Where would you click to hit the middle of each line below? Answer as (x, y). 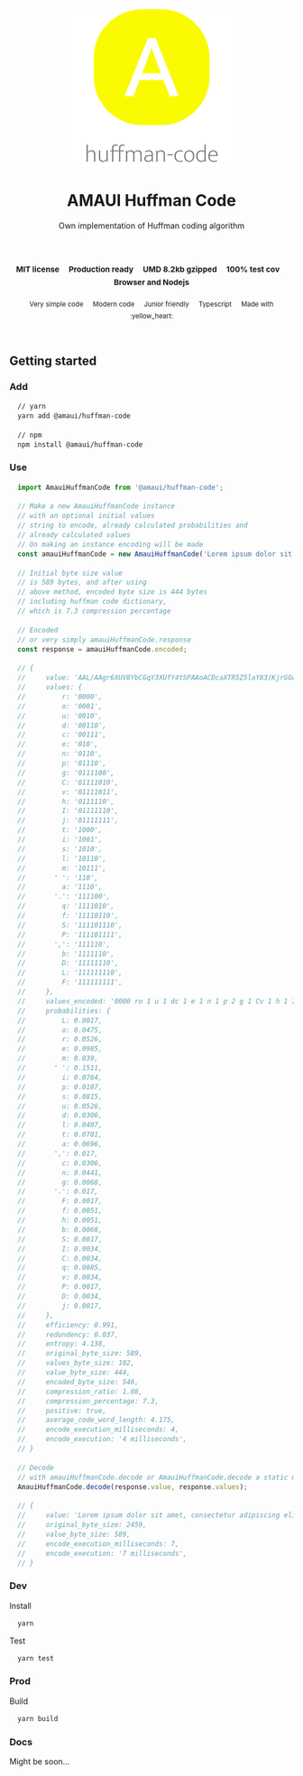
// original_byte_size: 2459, (82, 1525)
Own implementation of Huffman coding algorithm (151, 226)
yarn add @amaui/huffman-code (74, 416)
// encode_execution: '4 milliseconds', (102, 1439)
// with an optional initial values (86, 516)
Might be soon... (40, 1761)
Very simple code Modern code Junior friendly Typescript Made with (151, 304)
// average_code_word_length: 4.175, (96, 1420)
